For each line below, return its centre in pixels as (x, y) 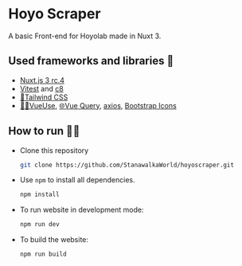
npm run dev (39, 225)
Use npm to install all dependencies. (77, 180)
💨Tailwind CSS (44, 97)
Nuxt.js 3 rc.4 (42, 80)
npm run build (43, 254)
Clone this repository (54, 150)
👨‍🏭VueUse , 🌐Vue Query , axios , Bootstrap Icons (98, 105)
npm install (39, 195)
